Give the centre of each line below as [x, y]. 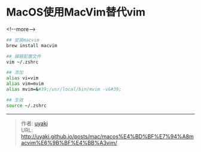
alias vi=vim [22, 78]
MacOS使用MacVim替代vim [76, 12]
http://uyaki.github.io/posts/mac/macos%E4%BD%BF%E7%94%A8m [107, 136]
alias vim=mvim [25, 84]
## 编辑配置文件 [24, 56]
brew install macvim [32, 45]
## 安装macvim [23, 40]
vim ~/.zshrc [22, 62]
